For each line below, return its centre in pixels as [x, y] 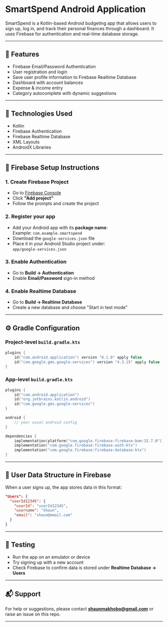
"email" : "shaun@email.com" [43, 515]
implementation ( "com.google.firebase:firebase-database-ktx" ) [80, 450]
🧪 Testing [20, 545]
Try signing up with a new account [48, 562]
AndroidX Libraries [32, 147]
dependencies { [21, 436]
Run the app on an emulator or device [51, 557]
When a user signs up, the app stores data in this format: [64, 487]
